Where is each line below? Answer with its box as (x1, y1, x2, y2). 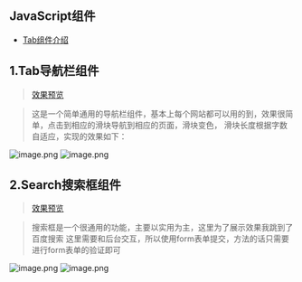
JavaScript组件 (9, 8, 97, 24)
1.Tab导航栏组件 (9, 63, 99, 79)
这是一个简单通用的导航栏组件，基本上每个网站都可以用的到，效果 (31, 108, 278, 119)
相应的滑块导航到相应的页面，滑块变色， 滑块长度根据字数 (71, 119, 288, 130)
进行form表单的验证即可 (31, 245, 121, 256)
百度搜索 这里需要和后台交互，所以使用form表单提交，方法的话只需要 (31, 233, 289, 244)
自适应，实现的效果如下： (31, 130, 127, 142)
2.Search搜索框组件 (9, 177, 122, 193)
